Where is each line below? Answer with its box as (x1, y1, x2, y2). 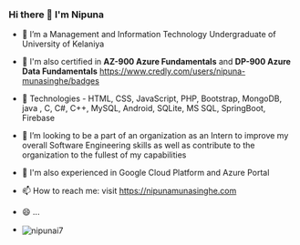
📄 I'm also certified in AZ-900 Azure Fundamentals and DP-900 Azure (21, 56, 291, 67)
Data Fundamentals (21, 66, 98, 77)
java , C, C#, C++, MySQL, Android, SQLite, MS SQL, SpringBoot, (21, 103, 266, 114)
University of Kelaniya (21, 38, 105, 49)
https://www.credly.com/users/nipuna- (98, 66, 246, 77)
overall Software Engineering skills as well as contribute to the (21, 140, 255, 151)
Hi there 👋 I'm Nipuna (8, 8, 105, 21)
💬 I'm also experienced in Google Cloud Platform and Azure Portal (21, 168, 270, 179)
